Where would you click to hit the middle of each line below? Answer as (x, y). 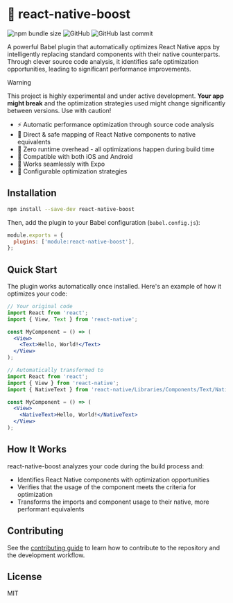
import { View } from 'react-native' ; (63, 383)
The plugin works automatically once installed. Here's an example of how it (114, 287)
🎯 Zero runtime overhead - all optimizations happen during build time (116, 149)
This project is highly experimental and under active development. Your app (115, 96)
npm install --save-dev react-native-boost (71, 209)
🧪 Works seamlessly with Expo (61, 164)
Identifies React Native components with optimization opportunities (113, 479)
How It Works (37, 449)
